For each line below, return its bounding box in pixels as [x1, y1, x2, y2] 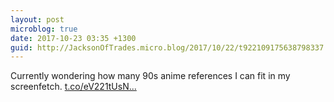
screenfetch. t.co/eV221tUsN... [10, 81, 137, 93]
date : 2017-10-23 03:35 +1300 [10, 33, 137, 43]
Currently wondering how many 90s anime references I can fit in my [10, 70, 291, 82]
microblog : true [10, 24, 78, 34]
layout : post [10, 14, 65, 25]
